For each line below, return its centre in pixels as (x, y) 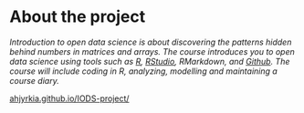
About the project (78, 17)
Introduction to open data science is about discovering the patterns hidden (151, 42)
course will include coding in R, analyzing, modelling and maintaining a (144, 71)
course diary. (34, 80)
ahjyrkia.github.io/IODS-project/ (69, 98)
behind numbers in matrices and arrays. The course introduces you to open (152, 51)
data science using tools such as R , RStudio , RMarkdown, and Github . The (150, 61)
